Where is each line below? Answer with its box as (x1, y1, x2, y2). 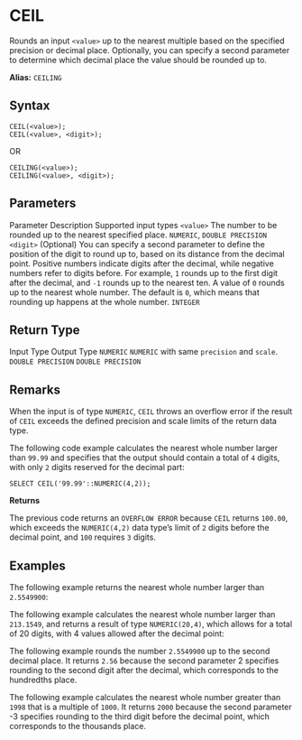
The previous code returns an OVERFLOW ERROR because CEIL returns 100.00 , (9, 513, 288, 523)
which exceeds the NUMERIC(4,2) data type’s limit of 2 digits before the (9, 523, 270, 533)
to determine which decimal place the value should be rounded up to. (9, 54, 268, 65)
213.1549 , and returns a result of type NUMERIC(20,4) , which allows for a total (9, 619, 293, 629)
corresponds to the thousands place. (9, 721, 147, 731)
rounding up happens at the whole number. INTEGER (9, 296, 200, 307)
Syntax (9, 98, 50, 114)
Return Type (9, 322, 80, 338)
